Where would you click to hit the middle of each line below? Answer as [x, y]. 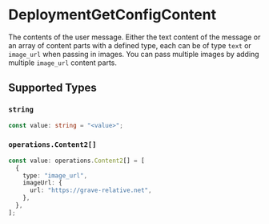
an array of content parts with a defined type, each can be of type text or [130, 45]
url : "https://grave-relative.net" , [90, 190]
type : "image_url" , [55, 175]
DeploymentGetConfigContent [112, 15]
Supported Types [53, 88]
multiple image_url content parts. [63, 63]
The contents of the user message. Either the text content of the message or [134, 37]
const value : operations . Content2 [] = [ [77, 161]
